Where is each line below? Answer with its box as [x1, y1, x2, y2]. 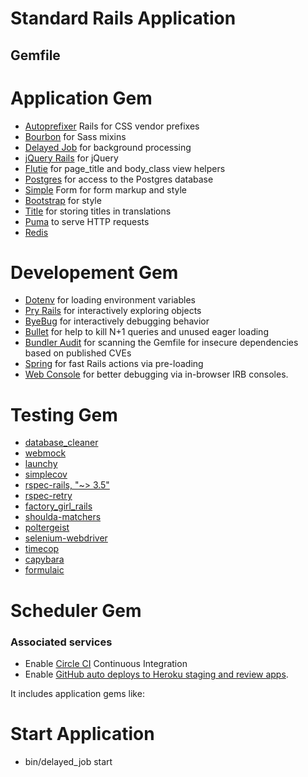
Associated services [10, 635, 113, 649]
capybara [24, 553, 65, 566]
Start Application [10, 723, 155, 746]
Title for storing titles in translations [24, 205, 172, 217]
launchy [24, 458, 58, 470]
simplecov [24, 468, 68, 481]
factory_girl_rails [24, 500, 93, 512]
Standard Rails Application [10, 7, 237, 30]
